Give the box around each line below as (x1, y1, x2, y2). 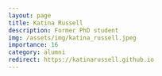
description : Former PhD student (8, 26, 119, 34)
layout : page (8, 11, 52, 20)
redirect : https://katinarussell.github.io (8, 56, 155, 64)
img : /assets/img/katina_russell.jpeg (8, 33, 137, 42)
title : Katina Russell (8, 19, 83, 27)
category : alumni (8, 48, 66, 56)
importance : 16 (8, 41, 59, 49)
